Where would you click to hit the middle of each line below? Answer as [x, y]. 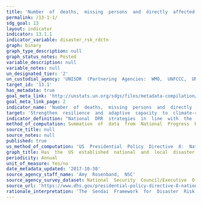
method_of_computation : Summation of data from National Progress [98, 124]
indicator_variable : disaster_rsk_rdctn [58, 40]
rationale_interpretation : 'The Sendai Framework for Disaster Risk [101, 191]
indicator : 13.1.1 [29, 34]
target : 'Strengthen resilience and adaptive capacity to [87, 113]
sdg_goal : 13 [23, 23]
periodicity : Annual [32, 158]
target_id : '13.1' [29, 85]
